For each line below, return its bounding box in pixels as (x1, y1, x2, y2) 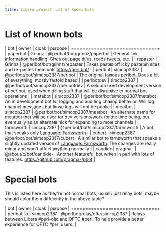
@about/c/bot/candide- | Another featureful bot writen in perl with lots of (5, 151, 155, 157)
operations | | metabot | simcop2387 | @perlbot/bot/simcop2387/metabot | (5, 93, 159, 99)
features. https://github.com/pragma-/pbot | (5, 156, 95, 162)
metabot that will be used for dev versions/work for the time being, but (5, 114, 150, 120)
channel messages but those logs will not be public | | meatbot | (5, 103, 136, 110)
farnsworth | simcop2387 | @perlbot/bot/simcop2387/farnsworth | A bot (5, 124, 154, 130)
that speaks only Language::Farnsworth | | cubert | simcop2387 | (5, 130, 138, 136)
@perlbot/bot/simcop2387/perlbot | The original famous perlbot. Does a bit (5, 72, 159, 78)
